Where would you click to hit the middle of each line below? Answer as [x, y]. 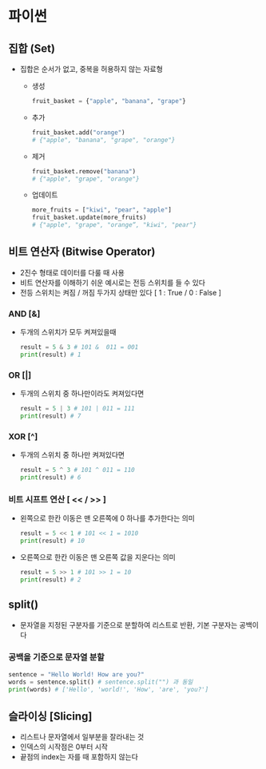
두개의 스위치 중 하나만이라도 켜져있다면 [82, 394]
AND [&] [24, 314]
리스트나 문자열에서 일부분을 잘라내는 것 [82, 737]
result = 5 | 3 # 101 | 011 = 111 [77, 409]
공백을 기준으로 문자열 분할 [57, 657]
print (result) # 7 [50, 416]
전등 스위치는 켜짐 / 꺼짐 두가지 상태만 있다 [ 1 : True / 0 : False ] [121, 292]
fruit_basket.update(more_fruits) [89, 218]
